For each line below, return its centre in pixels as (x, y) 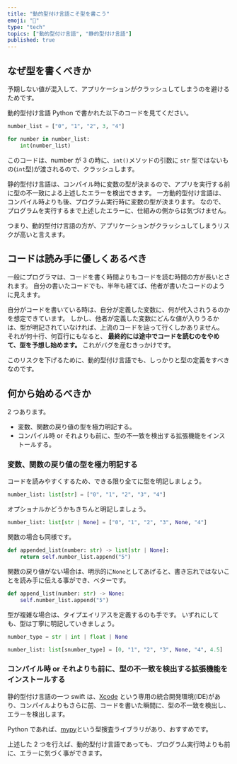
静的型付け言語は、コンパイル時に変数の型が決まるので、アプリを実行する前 (119, 184)
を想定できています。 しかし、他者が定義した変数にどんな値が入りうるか (113, 318)
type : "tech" (27, 27)
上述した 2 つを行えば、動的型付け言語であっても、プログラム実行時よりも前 (119, 744)
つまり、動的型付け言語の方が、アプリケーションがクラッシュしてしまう (112, 225)
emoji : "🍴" (23, 21)
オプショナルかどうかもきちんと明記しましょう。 (79, 509)
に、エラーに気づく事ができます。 (57, 753)
